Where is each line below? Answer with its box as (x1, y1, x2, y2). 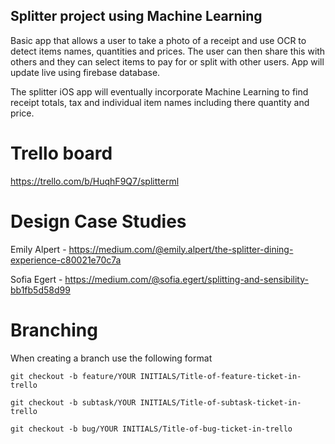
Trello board (10, 142, 113, 164)
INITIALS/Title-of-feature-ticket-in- (139, 371, 302, 381)
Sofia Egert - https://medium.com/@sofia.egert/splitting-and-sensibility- (10, 273, 309, 285)
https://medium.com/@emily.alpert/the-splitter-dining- (68, 243, 294, 255)
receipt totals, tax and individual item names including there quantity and (10, 96, 310, 108)
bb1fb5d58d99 (10, 284, 71, 296)
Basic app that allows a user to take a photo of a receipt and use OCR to (10, 34, 307, 46)
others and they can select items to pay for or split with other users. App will (10, 55, 325, 68)
